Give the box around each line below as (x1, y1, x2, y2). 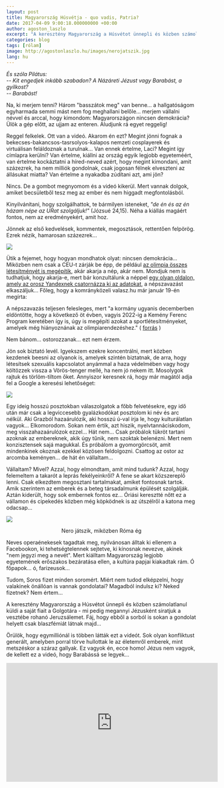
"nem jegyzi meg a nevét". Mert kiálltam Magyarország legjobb (6, 551, 163, 559)
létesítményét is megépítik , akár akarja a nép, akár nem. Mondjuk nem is (6, 267, 186, 275)
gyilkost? (6, 83, 29, 91)
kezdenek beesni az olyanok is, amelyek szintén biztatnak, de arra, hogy (6, 354, 187, 361)
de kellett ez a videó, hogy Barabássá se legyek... (6, 650, 130, 658)
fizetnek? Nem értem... (6, 589, 63, 596)
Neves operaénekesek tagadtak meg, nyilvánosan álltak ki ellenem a (6, 539, 177, 546)
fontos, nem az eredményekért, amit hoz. (6, 213, 109, 220)
